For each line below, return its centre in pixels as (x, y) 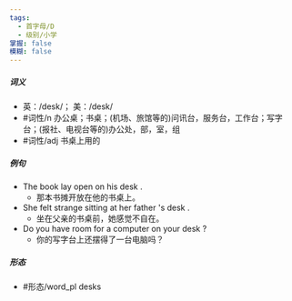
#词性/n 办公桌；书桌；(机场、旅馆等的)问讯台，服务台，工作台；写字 (153, 118)
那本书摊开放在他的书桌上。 (88, 197)
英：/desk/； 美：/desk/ (68, 106)
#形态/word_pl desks (62, 286)
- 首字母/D (36, 26)
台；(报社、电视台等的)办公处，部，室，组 (101, 129)
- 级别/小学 (37, 35)
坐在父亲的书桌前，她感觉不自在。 (100, 218)
